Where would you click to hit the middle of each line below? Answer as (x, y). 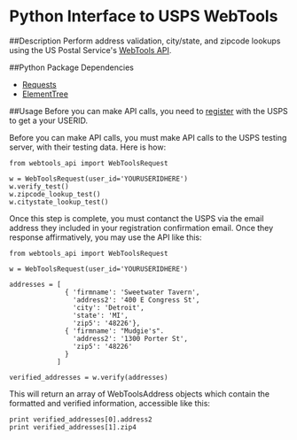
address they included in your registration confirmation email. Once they (141, 228)
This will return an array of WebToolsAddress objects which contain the (140, 394)
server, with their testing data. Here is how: (88, 147)
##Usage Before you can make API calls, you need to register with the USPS (148, 111)
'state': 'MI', (100, 315)
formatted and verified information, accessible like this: (110, 403)
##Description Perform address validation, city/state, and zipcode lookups (145, 41)
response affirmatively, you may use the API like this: (106, 237)
